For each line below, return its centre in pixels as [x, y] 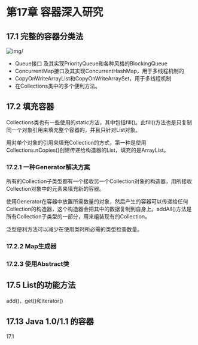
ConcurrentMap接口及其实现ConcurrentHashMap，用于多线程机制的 [99, 71]
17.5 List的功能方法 [41, 285]
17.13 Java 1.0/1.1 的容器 [50, 322]
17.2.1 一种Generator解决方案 [48, 167]
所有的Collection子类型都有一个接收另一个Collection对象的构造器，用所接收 [99, 181]
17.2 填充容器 [30, 106]
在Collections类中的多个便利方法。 [57, 86]
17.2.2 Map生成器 [31, 247]
